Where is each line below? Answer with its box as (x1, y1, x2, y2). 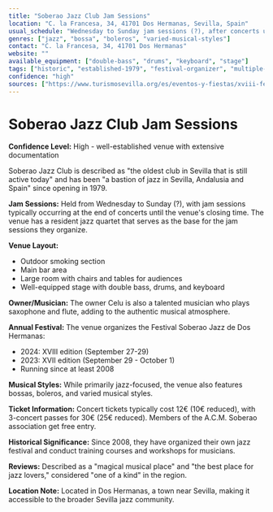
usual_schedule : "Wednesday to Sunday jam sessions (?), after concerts (8, 27, 260, 35)
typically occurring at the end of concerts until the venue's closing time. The (8, 208, 264, 218)
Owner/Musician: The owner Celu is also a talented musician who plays (8, 298, 250, 308)
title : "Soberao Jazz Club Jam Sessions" (8, 11, 151, 20)
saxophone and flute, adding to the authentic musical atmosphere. (8, 306, 231, 317)
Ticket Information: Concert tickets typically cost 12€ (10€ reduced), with (8, 404, 256, 414)
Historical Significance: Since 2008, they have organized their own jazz (8, 437, 251, 447)
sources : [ (8, 80, 45, 88)
